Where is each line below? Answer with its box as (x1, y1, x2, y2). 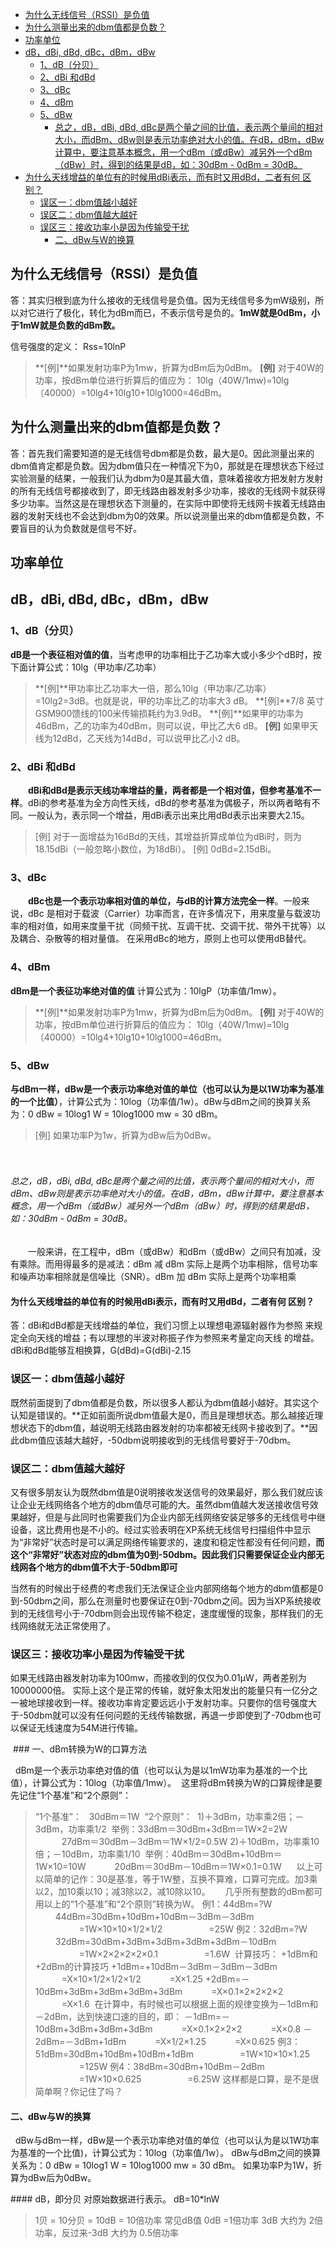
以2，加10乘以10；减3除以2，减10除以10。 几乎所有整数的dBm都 (34, 1886, 315, 1898)
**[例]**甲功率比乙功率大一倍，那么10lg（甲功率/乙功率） (34, 682, 272, 694)
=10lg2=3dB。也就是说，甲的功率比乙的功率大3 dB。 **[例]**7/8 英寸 (34, 694, 325, 707)
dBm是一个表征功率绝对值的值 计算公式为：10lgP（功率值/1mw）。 (10, 984, 282, 997)
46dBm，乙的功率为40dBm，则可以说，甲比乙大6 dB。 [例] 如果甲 (34, 719, 310, 732)
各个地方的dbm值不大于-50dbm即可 (27, 1561, 178, 1573)
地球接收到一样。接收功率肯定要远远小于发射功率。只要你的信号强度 (27, 1697, 308, 1709)
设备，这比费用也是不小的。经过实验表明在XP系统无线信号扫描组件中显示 (10, 1523, 312, 1535)
